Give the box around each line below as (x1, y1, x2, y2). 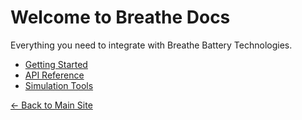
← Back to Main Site (10, 99, 93, 111)
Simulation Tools (24, 79, 94, 91)
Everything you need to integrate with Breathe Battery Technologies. (10, 39, 293, 51)
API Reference (24, 69, 85, 81)
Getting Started (24, 58, 88, 70)
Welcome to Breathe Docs (10, 6, 231, 29)
